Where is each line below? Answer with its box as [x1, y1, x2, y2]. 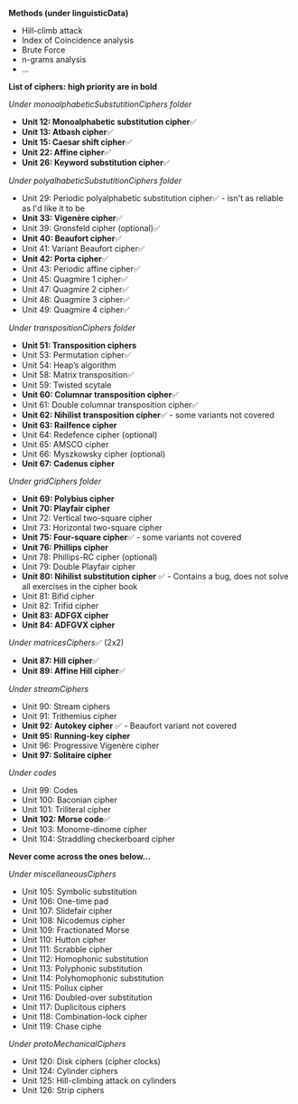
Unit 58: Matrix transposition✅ [21, 370, 135, 379]
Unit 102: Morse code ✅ [21, 814, 110, 824]
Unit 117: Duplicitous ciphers [21, 1002, 126, 1013]
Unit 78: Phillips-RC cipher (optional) [21, 552, 158, 562]
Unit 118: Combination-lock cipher [21, 1012, 148, 1022]
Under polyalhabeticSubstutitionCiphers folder [8, 176, 182, 186]
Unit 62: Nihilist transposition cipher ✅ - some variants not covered [21, 409, 275, 420]
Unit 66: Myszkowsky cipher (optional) [21, 448, 166, 459]
